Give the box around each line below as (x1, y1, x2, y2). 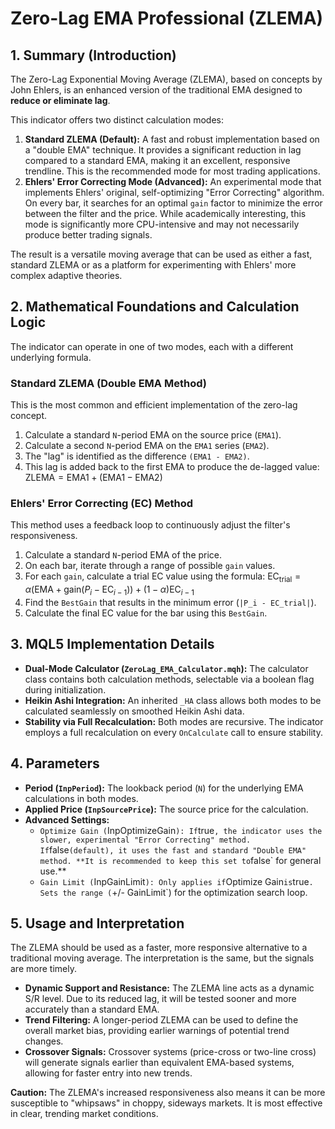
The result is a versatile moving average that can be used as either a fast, (10, 248, 313, 260)
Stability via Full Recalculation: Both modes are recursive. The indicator (24, 715, 324, 727)
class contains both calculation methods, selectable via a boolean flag (24, 673, 315, 685)
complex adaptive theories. (10, 270, 123, 281)
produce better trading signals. (24, 229, 153, 241)
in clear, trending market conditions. (10, 1108, 159, 1120)
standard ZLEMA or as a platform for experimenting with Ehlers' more (10, 259, 297, 271)
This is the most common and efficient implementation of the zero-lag (10, 399, 298, 411)
